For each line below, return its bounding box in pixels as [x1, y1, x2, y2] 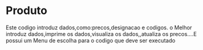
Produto [6, 4, 48, 18]
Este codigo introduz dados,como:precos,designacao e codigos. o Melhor [6, 24, 193, 31]
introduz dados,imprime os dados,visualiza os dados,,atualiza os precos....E [6, 30, 197, 37]
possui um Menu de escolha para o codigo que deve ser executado [6, 37, 175, 44]
